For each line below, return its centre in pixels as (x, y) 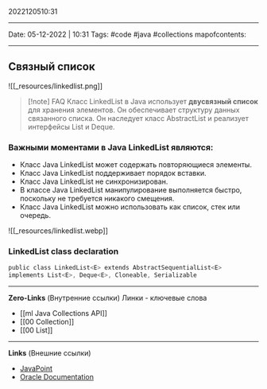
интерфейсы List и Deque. (71, 126)
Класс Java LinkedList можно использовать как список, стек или (130, 207)
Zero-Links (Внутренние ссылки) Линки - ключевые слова (108, 298)
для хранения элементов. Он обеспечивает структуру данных (133, 110)
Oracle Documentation (56, 377)
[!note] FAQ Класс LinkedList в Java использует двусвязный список (143, 101)
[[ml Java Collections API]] (63, 313)
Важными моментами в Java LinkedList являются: (111, 147)
